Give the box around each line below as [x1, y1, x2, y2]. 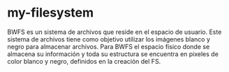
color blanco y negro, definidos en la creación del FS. [7, 57, 161, 65]
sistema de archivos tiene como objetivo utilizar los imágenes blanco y [7, 35, 211, 43]
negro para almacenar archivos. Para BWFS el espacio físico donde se [7, 42, 210, 51]
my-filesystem [7, 5, 94, 21]
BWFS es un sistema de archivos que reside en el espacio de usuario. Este [7, 28, 222, 36]
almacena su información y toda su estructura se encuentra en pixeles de [7, 50, 219, 58]
